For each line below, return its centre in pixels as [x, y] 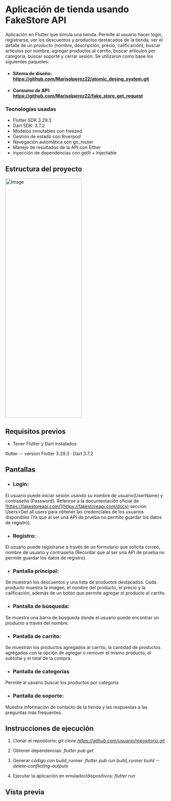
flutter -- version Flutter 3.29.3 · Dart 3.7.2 [49, 454]
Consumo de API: [32, 91]
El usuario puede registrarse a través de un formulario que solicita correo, [83, 547]
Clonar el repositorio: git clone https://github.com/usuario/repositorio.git [89, 741]
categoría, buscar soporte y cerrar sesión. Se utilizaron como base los [79, 56]
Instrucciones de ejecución [50, 728]
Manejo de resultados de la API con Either [57, 147]
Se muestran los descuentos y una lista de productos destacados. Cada [81, 582]
